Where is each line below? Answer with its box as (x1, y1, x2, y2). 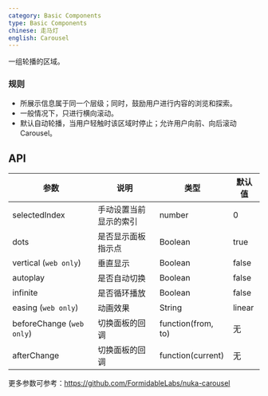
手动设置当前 (97, 204, 146, 215)
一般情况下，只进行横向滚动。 (19, 108, 118, 118)
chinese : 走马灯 (8, 26, 59, 34)
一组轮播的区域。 (8, 57, 65, 66)
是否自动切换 (97, 272, 146, 284)
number (159, 210, 189, 221)
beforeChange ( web (12, 318, 85, 329)
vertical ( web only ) (12, 257, 81, 269)
